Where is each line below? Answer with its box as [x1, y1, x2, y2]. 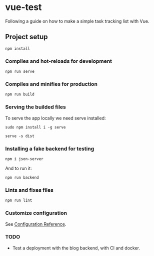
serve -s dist [5, 134, 35, 139]
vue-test [5, 2, 42, 13]
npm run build [5, 92, 35, 97]
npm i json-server [5, 156, 43, 162]
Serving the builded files [5, 103, 66, 110]
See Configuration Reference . [5, 221, 66, 227]
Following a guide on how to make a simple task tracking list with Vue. [5, 18, 149, 24]
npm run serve [5, 69, 35, 74]
